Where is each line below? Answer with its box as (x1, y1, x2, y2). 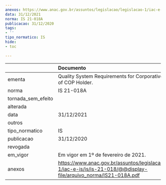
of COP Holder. (58, 79, 93, 86)
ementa (7, 76, 26, 83)
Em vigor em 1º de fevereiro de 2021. (58, 151, 146, 158)
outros (7, 119, 23, 126)
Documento (58, 64, 86, 71)
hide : (5, 40, 16, 45)
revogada (7, 143, 30, 150)
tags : (5, 26, 16, 31)
